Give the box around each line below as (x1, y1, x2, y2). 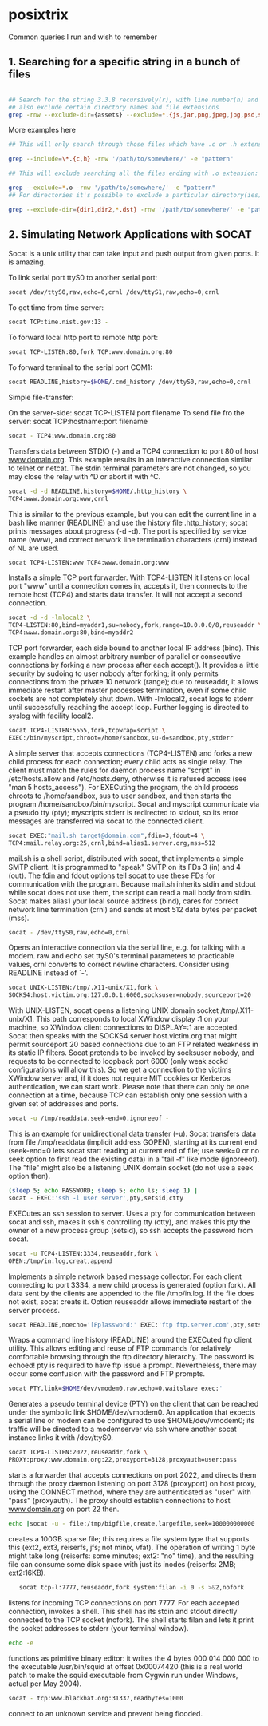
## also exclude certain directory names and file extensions (8, 103, 219, 111)
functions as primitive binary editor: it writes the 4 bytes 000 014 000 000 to (8, 1653, 260, 1663)
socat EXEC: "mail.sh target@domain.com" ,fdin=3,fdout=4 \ (8, 831, 205, 839)
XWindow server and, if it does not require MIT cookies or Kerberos (8, 1073, 231, 1083)
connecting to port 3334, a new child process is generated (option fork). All (8, 1280, 257, 1289)
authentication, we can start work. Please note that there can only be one (8, 1082, 250, 1092)
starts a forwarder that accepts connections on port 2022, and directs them (8, 1470, 257, 1480)
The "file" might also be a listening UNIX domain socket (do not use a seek (8, 1163, 254, 1172)
